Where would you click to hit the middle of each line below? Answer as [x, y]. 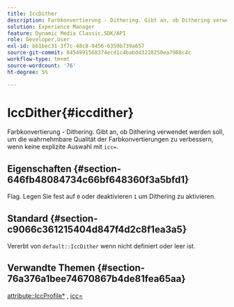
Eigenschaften [39, 169]
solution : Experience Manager [51, 27]
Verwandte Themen [51, 268]
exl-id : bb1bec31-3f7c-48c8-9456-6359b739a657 [76, 46]
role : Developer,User [39, 40]
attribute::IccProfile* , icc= [45, 295]
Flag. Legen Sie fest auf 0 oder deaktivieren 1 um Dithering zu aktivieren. [111, 197]
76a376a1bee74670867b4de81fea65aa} [96, 279]
